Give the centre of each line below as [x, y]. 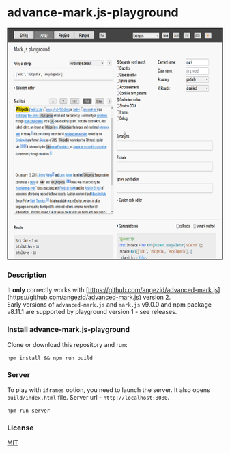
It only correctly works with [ [48, 290]
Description [27, 275]
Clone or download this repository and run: [67, 344]
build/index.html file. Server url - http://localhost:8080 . [88, 397]
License [20, 428]
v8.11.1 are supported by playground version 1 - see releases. [92, 312]
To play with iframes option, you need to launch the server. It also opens [109, 390]
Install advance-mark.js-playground [68, 330]
